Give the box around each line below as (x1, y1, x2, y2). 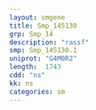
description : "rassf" (9, 37, 90, 47)
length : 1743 (9, 63, 62, 72)
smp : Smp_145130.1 (9, 46, 77, 55)
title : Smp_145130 (9, 21, 77, 30)
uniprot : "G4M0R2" (9, 54, 77, 63)
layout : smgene (9, 12, 66, 22)
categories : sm (9, 87, 66, 96)
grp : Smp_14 (9, 29, 53, 38)
